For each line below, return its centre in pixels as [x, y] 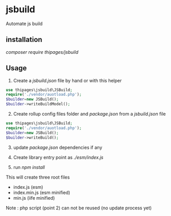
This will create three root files [38, 177]
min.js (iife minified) [34, 198]
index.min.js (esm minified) [42, 192]
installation [24, 40]
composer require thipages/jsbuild [42, 52]
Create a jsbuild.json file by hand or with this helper [67, 80]
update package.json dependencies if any [58, 147]
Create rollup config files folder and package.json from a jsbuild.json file [89, 114]
